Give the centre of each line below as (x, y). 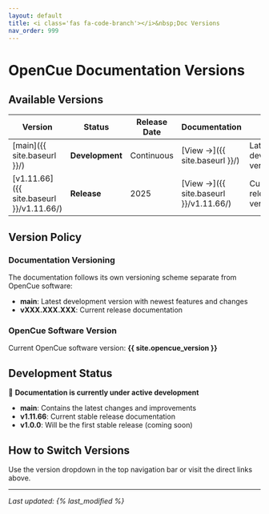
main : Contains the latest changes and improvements (108, 408)
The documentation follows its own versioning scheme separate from (122, 278)
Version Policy (45, 237)
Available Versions (56, 100)
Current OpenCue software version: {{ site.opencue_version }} (113, 348)
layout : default (35, 16)
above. (20, 478)
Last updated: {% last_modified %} (66, 500)
